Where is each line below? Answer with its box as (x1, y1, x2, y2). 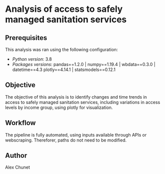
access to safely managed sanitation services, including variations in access (5, 99, 161, 105)
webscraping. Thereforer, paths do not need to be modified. (5, 137, 127, 143)
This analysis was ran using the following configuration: (5, 47, 118, 52)
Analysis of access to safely (5, 3, 123, 15)
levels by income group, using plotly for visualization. (5, 104, 113, 110)
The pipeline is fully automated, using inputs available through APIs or (5, 132, 147, 138)
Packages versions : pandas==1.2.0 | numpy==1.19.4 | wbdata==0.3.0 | (12, 62, 156, 67)
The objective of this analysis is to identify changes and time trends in (5, 94, 147, 100)
